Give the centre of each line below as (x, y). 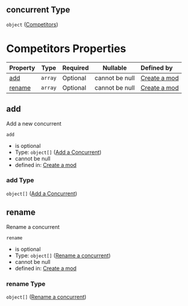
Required (75, 67)
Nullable (115, 67)
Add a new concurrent (34, 123)
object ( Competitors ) (32, 24)
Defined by (156, 67)
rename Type (26, 284)
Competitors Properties (66, 49)
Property (22, 67)
